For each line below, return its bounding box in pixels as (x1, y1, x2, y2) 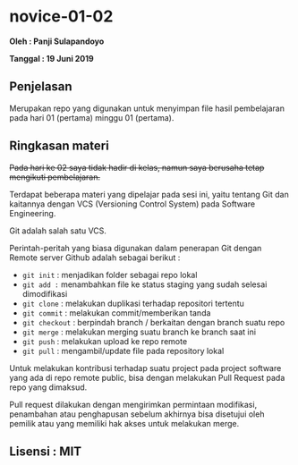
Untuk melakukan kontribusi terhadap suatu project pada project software (9, 362, 282, 373)
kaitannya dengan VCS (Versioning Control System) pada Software (9, 199, 256, 209)
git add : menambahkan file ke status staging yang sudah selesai (21, 279, 268, 290)
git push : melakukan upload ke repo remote (21, 335, 188, 346)
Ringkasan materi (9, 139, 109, 154)
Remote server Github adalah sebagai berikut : (9, 252, 181, 263)
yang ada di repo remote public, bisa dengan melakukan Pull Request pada (9, 372, 285, 383)
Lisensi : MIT (9, 444, 82, 459)
